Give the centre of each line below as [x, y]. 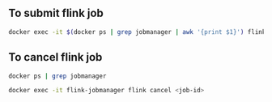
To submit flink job [56, 13]
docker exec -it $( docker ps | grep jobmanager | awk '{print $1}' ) [126, 32]
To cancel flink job [55, 57]
